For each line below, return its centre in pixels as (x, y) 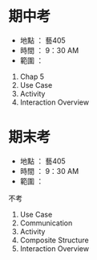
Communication (46, 223)
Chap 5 (32, 76)
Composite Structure (55, 240)
